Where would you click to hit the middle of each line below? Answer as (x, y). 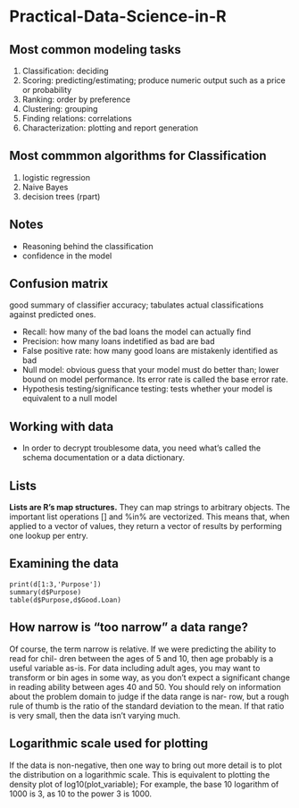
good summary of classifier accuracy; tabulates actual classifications (137, 305)
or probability (47, 90)
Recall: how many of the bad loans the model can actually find (137, 332)
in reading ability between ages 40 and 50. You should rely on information (145, 686)
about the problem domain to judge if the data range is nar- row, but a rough (149, 696)
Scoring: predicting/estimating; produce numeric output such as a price (154, 80)
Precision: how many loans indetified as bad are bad (118, 341)
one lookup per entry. (49, 536)
